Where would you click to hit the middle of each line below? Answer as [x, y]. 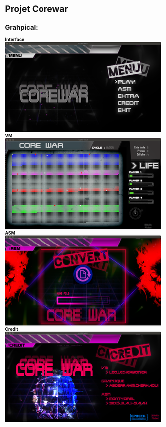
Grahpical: [21, 28]
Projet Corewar [37, 9]
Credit [12, 329]
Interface [15, 39]
